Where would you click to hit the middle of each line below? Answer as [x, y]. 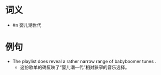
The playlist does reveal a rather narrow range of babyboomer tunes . [84, 61]
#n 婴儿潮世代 [27, 25]
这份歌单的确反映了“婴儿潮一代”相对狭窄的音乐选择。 [74, 67]
